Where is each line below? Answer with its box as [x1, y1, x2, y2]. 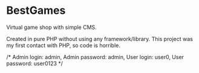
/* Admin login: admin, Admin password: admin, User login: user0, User [6, 53, 184, 60]
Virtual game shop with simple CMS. [6, 24, 97, 31]
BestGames [6, 4, 66, 17]
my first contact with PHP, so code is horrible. [6, 42, 121, 49]
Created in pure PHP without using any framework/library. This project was [6, 35, 194, 42]
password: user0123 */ [6, 60, 64, 67]
